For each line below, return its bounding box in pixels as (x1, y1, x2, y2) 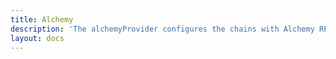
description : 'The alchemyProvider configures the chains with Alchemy (10, 24, 315, 34)
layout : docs (10, 33, 65, 43)
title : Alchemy (10, 14, 74, 25)
